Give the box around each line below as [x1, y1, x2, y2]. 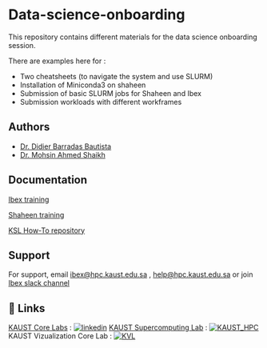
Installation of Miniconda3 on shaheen [19, 80, 146, 90]
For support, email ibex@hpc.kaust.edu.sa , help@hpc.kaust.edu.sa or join [8, 270, 253, 279]
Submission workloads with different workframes [19, 97, 182, 106]
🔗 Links [8, 302, 46, 315]
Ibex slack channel [8, 278, 70, 288]
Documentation [8, 174, 88, 187]
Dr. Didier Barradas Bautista [19, 142, 112, 151]
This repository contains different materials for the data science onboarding [8, 32, 257, 42]
